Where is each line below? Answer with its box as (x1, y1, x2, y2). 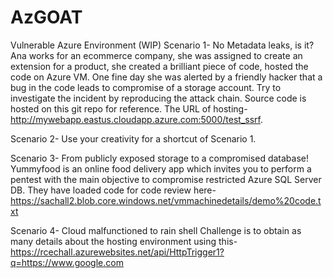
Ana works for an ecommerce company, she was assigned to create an (10, 49, 303, 61)
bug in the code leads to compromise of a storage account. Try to (10, 81, 282, 93)
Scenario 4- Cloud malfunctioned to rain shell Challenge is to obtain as (10, 224, 302, 236)
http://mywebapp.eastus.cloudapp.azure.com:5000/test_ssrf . (10, 113, 263, 125)
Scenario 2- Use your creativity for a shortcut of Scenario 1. (10, 132, 257, 145)
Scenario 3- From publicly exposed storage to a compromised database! (10, 152, 309, 164)
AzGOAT (10, 6, 83, 29)
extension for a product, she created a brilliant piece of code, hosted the (10, 60, 309, 72)
